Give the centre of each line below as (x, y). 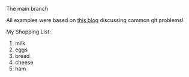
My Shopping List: (28, 32)
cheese (24, 62)
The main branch (27, 9)
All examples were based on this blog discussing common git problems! (95, 20)
